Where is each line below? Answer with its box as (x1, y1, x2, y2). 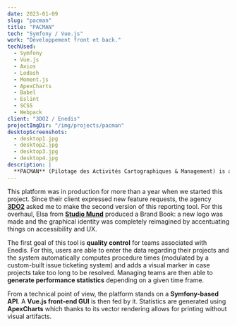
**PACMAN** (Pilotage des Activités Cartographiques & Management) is (13, 167, 226, 175)
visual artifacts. (7, 312, 52, 320)
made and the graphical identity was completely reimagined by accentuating (7, 217, 230, 226)
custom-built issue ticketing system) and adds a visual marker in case (7, 260, 210, 269)
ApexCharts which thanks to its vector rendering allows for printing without (7, 304, 227, 313)
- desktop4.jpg (13, 155, 59, 162)
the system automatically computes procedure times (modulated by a (7, 253, 209, 262)
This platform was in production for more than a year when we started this (7, 187, 224, 195)
